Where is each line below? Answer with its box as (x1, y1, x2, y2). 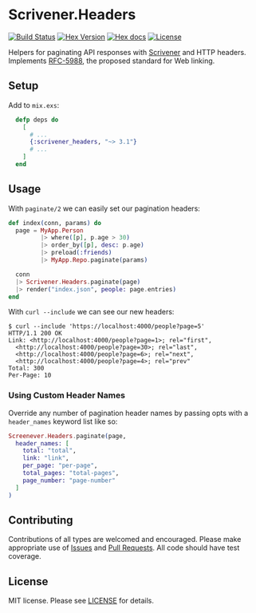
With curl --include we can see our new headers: (8, 307, 175, 317)
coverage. (8, 552, 41, 561)
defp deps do (15, 116, 59, 124)
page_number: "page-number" (22, 477, 116, 484)
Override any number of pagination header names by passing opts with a (8, 408, 249, 417)
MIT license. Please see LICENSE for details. (8, 596, 154, 606)
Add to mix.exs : (8, 100, 60, 109)
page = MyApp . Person (15, 226, 84, 235)
